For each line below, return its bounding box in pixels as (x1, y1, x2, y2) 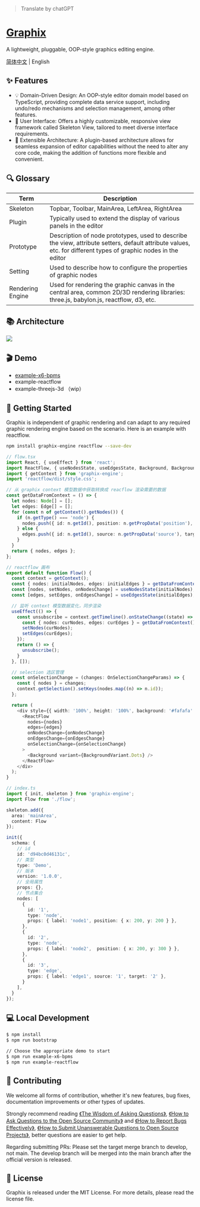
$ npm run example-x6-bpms (6, 1053, 73, 1059)
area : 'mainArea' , (11, 813, 58, 819)
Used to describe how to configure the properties (49, 263, 187, 271)
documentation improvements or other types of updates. (6, 1098, 145, 1105)
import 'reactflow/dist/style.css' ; (6, 476, 97, 482)
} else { (17, 526, 39, 532)
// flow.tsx (6, 454, 36, 459)
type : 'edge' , (27, 968, 62, 974)
